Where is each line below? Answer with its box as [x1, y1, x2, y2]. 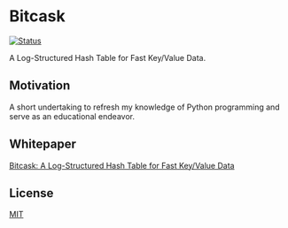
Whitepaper [9, 137, 77, 152]
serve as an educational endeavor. [9, 110, 136, 121]
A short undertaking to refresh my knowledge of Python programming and [9, 102, 281, 112]
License [9, 186, 54, 201]
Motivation [9, 78, 71, 94]
